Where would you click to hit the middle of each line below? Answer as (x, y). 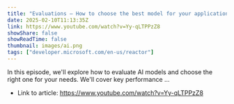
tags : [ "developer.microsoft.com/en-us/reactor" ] (81, 53)
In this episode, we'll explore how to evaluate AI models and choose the (110, 72)
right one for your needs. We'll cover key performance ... (88, 79)
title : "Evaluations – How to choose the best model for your (99, 14)
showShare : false (32, 33)
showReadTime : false (37, 40)
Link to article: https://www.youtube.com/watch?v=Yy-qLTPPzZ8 (110, 93)
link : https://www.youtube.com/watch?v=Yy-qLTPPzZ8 (84, 26)
